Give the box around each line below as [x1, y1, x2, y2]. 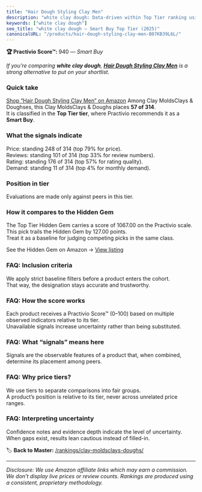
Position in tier [6, 179, 49, 187]
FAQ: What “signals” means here [6, 338, 105, 346]
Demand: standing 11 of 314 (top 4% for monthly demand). [6, 164, 151, 172]
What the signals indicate [6, 131, 82, 140]
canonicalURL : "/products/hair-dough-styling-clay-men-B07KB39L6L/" [6, 31, 182, 37]
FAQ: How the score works [6, 296, 85, 305]
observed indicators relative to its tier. [6, 316, 100, 323]
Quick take [6, 84, 38, 92]
